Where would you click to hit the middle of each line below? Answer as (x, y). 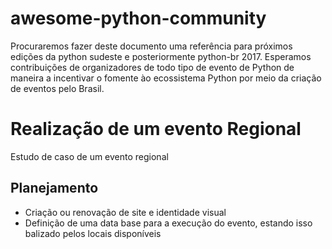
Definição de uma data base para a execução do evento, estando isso (168, 223)
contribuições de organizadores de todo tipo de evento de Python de (152, 67)
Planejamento (54, 188)
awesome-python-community (138, 18)
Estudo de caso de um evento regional (89, 156)
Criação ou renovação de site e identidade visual (125, 212)
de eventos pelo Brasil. (57, 88)
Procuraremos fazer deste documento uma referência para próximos (151, 46)
